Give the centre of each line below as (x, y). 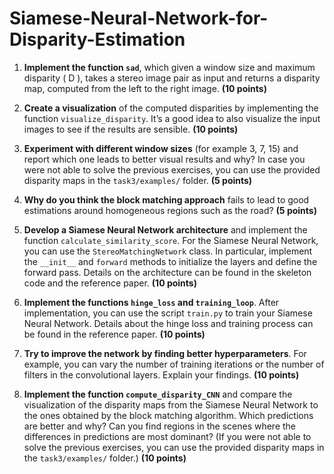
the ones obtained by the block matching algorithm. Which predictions (168, 415)
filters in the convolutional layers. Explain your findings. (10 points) (161, 374)
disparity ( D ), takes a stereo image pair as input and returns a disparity (172, 78)
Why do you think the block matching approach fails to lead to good (166, 199)
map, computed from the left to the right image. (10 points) (145, 88)
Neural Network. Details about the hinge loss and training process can (168, 323)
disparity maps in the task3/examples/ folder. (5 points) (138, 180)
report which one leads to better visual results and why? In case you (164, 159)
